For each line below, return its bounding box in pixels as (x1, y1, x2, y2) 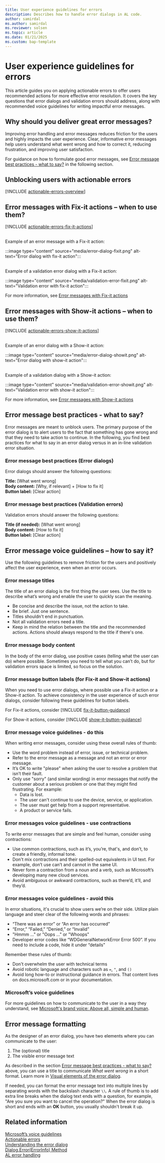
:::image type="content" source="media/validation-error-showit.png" (5, 381, 146, 388)
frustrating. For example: (12, 786, 63, 793)
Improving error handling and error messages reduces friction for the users (5, 130, 158, 136)
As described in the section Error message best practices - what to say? (5, 1063, 152, 1069)
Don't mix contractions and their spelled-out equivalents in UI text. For (12, 856, 155, 862)
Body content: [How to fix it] (5, 527, 64, 533)
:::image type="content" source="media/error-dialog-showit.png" (5, 352, 139, 358)
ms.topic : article (5, 30, 43, 35)
